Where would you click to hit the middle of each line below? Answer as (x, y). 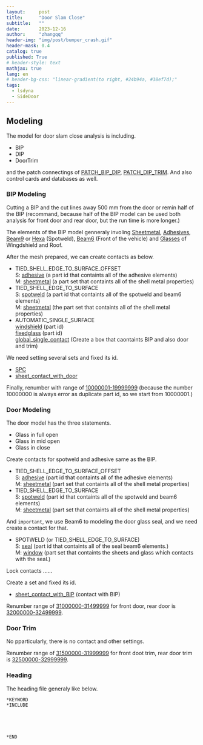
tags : (13, 86)
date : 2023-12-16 (36, 29)
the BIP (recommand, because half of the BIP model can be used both (93, 214)
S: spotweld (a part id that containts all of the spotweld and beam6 (98, 294)
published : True (27, 57)
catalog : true (24, 52)
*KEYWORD (17, 699)
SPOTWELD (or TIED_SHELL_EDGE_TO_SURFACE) (77, 540)
